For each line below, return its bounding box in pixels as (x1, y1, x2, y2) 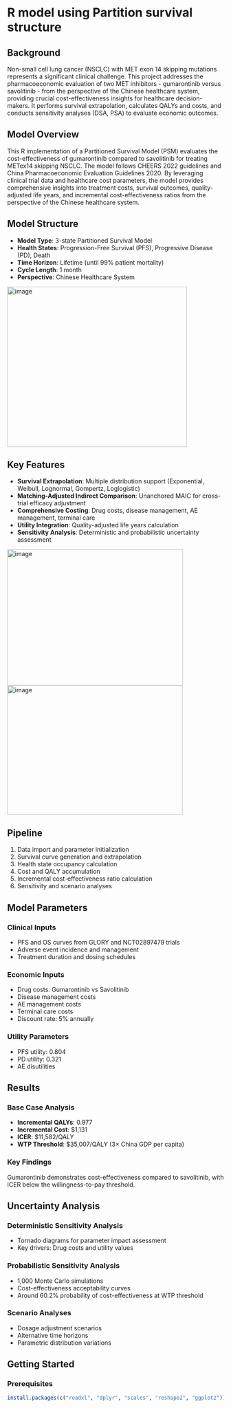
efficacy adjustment (30, 499, 86, 507)
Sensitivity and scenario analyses (16, 882, 112, 890)
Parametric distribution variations (16, 1339, 111, 1347)
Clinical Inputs (7, 923, 56, 932)
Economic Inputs (7, 969, 65, 979)
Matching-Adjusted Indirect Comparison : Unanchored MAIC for (16, 492, 201, 500)
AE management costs (16, 1000, 81, 1009)
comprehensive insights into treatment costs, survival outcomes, (7, 184, 190, 192)
